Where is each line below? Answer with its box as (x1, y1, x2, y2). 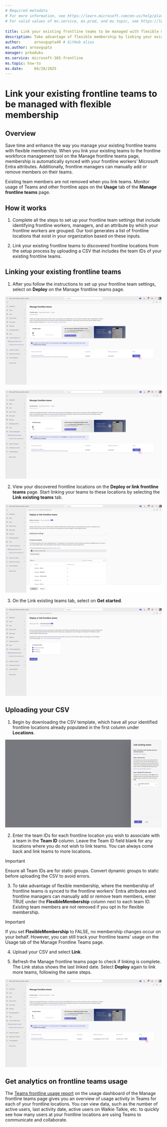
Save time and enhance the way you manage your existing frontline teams (5, 142, 157, 148)
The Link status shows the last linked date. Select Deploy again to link (12, 964, 156, 970)
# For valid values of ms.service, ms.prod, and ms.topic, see (5, 18, 139, 23)
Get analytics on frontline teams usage (5, 1077, 128, 1086)
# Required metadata (5, 8, 48, 13)
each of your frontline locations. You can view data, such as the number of (5, 1101, 158, 1107)
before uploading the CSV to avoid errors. (5, 873, 91, 879)
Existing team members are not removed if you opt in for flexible (12, 904, 144, 910)
